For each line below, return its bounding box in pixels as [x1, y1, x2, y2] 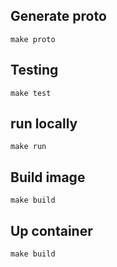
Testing [10, 62, 59, 79]
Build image [10, 169, 86, 186]
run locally [10, 115, 78, 133]
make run [10, 142, 47, 152]
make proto [10, 34, 56, 44]
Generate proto [10, 8, 107, 25]
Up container [10, 222, 93, 239]
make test [10, 88, 52, 98]
